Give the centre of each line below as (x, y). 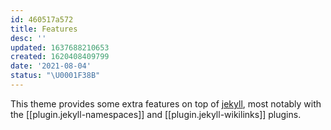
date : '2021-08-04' (51, 66)
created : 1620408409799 (60, 57)
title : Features (44, 29)
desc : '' (28, 38)
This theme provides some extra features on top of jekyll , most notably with (166, 103)
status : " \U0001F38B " (55, 76)
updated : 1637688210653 (60, 47)
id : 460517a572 (42, 19)
